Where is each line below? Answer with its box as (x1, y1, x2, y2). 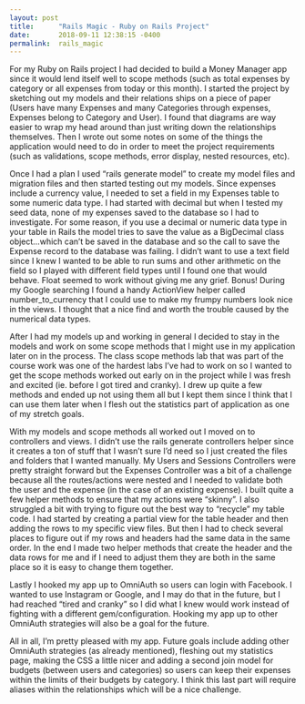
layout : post (9, 13, 59, 23)
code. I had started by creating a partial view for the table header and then (9, 514, 289, 525)
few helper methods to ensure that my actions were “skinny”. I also (9, 494, 259, 505)
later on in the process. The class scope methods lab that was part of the (9, 351, 284, 362)
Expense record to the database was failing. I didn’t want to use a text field (9, 246, 290, 257)
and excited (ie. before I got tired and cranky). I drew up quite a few (9, 380, 262, 391)
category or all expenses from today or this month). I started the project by (9, 83, 290, 94)
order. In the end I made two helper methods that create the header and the (9, 543, 293, 554)
